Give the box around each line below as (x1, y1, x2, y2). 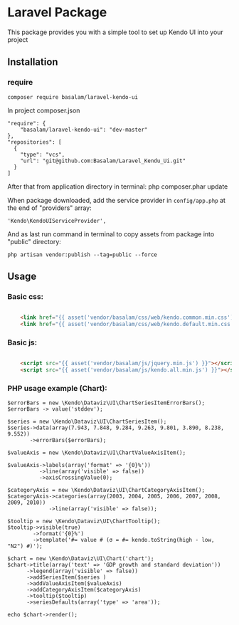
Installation (7, 56, 58, 68)
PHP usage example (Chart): (7, 384, 108, 394)
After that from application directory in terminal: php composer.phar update (7, 182, 228, 191)
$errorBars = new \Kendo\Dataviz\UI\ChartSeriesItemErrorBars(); (7, 399, 205, 406)
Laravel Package (7, 4, 107, 21)
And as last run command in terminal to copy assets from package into (7, 229, 215, 238)
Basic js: (7, 337, 38, 347)
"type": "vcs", (20, 151, 65, 158)
